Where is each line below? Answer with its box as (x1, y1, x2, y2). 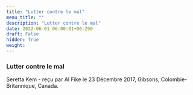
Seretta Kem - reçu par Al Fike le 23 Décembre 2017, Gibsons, (6, 76, 160, 83)
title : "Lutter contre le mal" (6, 8, 85, 15)
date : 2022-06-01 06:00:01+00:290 (6, 25, 93, 32)
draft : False (6, 31, 39, 37)
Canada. (37, 82, 59, 90)
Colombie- (160, 76, 188, 83)
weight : (6, 43, 26, 49)
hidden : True (6, 37, 39, 43)
